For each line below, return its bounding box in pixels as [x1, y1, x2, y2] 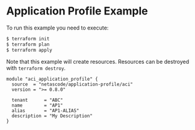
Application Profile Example [6, 4, 149, 18]
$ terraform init [6, 36, 50, 42]
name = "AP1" [11, 102, 63, 108]
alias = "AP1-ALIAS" [11, 107, 79, 114]
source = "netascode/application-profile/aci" [11, 81, 134, 87]
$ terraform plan [6, 41, 50, 48]
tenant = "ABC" [11, 97, 63, 103]
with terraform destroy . [6, 64, 66, 72]
